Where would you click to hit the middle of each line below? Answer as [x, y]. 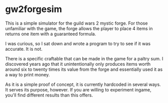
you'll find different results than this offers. [49, 95]
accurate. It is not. [24, 49]
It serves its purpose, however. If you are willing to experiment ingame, [78, 89]
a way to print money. [28, 74]
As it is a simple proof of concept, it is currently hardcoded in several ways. [83, 84]
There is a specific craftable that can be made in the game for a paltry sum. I [84, 58]
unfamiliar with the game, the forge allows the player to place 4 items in [79, 28]
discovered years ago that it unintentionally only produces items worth [78, 64]
